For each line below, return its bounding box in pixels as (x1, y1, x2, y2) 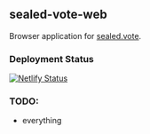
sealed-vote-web (9, 7, 108, 22)
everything (21, 115, 62, 126)
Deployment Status (9, 52, 95, 65)
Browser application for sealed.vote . (9, 30, 142, 41)
